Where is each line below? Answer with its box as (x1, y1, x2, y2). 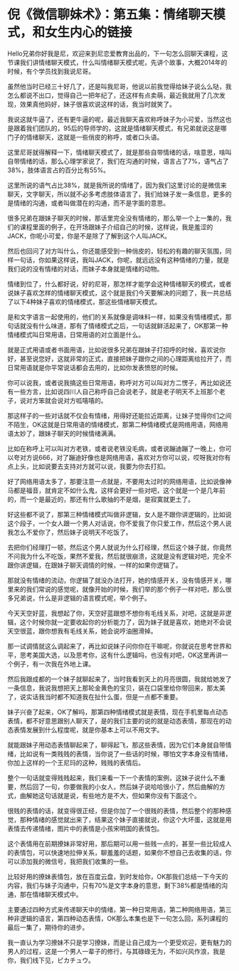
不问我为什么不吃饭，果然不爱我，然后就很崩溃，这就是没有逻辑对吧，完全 (7, 552, 225, 560)
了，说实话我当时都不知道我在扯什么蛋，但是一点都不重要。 (7, 692, 182, 701)
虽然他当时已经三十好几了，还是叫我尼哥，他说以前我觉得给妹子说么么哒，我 (7, 82, 232, 90)
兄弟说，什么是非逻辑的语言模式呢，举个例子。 (13, 594, 151, 602)
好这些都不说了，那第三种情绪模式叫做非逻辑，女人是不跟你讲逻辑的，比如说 (7, 510, 232, 518)
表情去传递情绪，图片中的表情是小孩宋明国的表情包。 (7, 824, 164, 833)
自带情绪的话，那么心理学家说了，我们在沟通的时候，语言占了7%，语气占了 (7, 157, 229, 165)
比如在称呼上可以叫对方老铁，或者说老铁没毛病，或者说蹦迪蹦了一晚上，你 (7, 444, 225, 453)
